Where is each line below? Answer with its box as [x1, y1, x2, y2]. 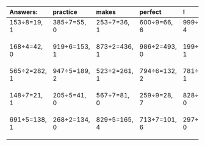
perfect [139, 8, 162, 16]
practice [52, 8, 77, 16]
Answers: [9, 8, 38, 16]
